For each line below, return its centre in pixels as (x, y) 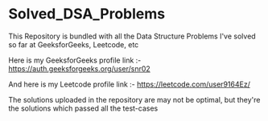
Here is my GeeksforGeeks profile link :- (75, 60)
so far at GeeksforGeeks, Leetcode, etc (74, 44)
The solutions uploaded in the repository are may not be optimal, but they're (134, 99)
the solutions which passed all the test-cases (83, 108)
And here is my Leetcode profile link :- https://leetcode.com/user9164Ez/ (130, 84)
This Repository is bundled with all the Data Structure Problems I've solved (132, 36)
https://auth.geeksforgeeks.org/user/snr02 (79, 68)
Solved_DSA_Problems (87, 14)
